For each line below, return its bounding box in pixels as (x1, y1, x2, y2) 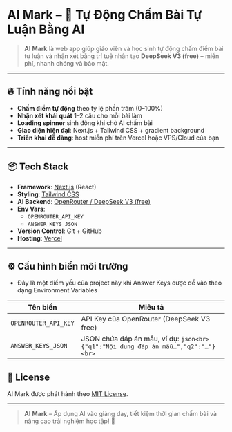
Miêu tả (138, 303, 164, 312)
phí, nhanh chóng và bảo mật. (23, 59, 109, 67)
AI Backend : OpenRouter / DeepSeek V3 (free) (17, 197, 151, 205)
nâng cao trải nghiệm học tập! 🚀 (23, 417, 115, 425)
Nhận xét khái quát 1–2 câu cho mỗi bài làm (17, 111, 143, 120)
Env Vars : (17, 205, 46, 213)
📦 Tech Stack (7, 161, 69, 173)
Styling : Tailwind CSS (17, 190, 79, 198)
